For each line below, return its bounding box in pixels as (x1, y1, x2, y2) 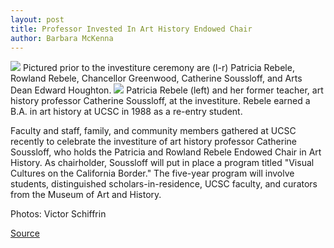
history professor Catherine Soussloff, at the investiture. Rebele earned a (10, 95, 311, 107)
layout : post (10, 14, 65, 25)
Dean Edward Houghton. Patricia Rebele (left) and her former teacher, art (10, 84, 324, 96)
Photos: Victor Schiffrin (10, 208, 107, 220)
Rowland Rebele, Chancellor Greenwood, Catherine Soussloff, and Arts (10, 72, 303, 85)
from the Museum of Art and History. (10, 189, 162, 201)
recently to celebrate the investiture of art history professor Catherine (10, 136, 297, 148)
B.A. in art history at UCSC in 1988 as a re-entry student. (10, 106, 243, 118)
